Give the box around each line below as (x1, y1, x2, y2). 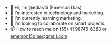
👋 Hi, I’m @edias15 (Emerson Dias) (10, 5, 82, 10)
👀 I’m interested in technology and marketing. (10, 10, 105, 16)
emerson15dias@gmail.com (10, 33, 68, 39)
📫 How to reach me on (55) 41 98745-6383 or (10, 26, 107, 32)
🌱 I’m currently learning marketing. (10, 15, 82, 21)
